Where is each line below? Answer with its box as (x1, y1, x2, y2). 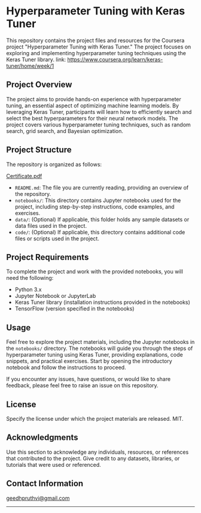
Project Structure (6, 145, 72, 155)
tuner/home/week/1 (6, 62, 54, 70)
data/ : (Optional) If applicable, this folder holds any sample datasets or (14, 216, 190, 223)
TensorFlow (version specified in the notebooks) (14, 305, 135, 312)
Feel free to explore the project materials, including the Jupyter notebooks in (6, 339, 195, 346)
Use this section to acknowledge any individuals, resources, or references (6, 448, 189, 455)
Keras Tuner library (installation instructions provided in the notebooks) (14, 298, 190, 306)
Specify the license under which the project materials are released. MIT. (6, 415, 184, 422)
